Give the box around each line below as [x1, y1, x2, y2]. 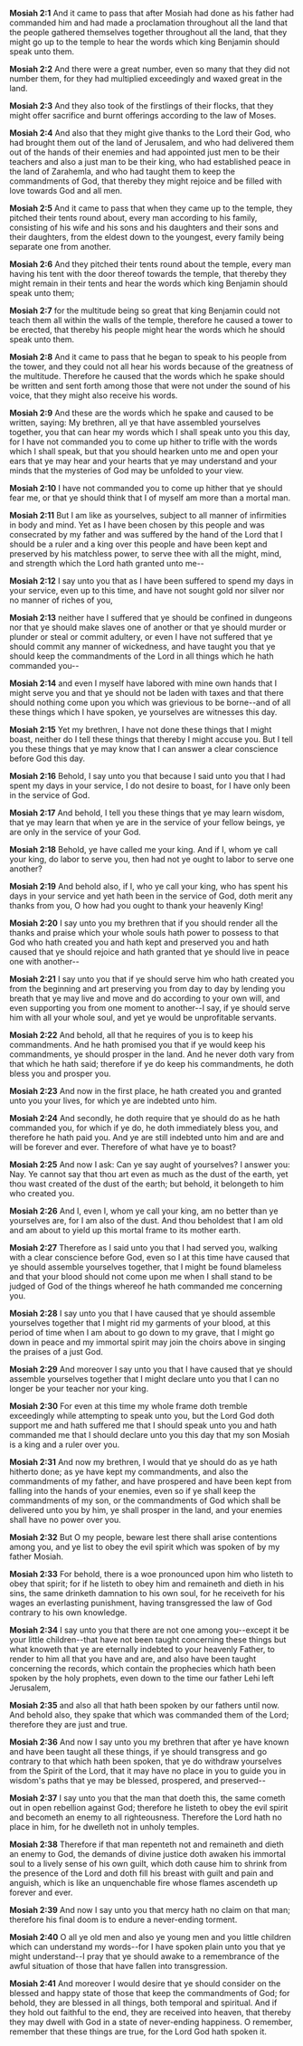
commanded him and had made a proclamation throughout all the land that [9, 17, 288, 28]
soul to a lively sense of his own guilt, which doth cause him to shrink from [9, 1859, 288, 1869]
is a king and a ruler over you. [9, 1439, 120, 1450]
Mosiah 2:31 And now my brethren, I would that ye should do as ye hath [9, 1457, 278, 1467]
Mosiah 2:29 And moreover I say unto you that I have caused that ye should [9, 1364, 293, 1375]
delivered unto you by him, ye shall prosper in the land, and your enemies [9, 1505, 283, 1515]
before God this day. [9, 753, 86, 764]
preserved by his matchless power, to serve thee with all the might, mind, [9, 548, 282, 559]
